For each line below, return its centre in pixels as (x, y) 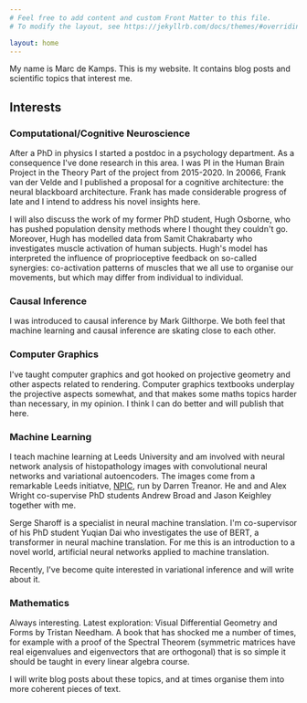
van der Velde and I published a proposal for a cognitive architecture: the (147, 183)
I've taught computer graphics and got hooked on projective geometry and (150, 374)
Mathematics (40, 603)
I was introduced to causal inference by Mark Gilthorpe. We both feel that (148, 321)
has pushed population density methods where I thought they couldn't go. (149, 229)
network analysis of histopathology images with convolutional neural (138, 466)
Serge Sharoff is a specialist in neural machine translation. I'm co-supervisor (153, 522)
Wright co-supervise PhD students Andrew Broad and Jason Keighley (141, 495)
